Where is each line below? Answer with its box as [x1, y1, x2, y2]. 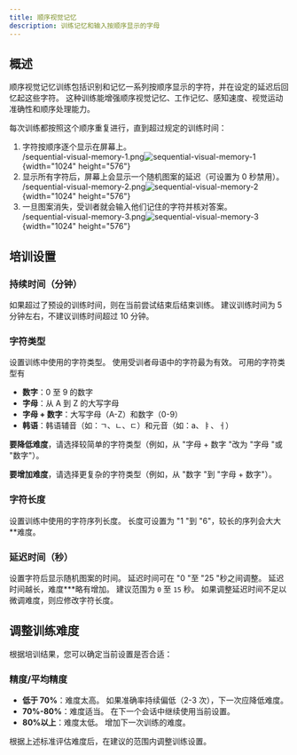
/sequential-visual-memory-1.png [21, 152, 145, 163]
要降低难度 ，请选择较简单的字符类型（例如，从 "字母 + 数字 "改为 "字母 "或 [9, 439, 283, 449]
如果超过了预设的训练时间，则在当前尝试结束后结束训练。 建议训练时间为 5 [9, 299, 283, 310]
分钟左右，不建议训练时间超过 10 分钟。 [9, 311, 154, 321]
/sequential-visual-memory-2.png [21, 181, 146, 192]
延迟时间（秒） [9, 551, 74, 563]
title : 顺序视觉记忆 [9, 12, 77, 22]
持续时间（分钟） [9, 277, 82, 290]
